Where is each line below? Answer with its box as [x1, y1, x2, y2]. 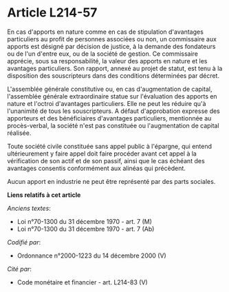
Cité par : [7, 264, 32, 273]
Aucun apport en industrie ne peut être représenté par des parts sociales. [7, 177, 216, 185]
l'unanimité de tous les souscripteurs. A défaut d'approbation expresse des [7, 107, 220, 115]
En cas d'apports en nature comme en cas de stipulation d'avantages [7, 28, 204, 36]
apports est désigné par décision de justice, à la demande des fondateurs [7, 42, 216, 50]
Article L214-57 [7, 5, 98, 21]
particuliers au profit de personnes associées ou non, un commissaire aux [7, 34, 217, 43]
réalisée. [7, 129, 32, 137]
